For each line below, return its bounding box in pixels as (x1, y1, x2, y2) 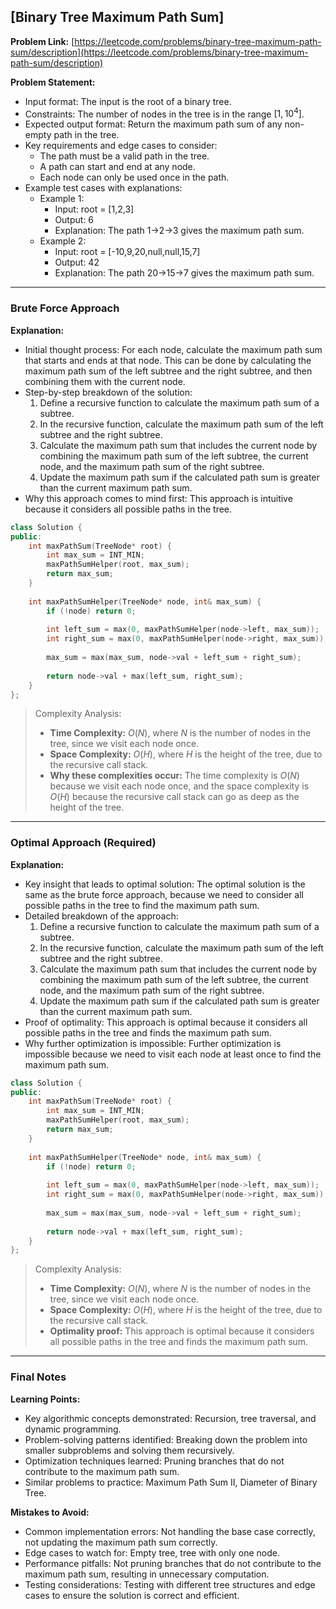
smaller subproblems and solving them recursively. (24, 1444, 235, 1456)
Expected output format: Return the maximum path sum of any (24, 118, 283, 130)
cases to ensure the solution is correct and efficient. (24, 1589, 240, 1601)
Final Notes (10, 1370, 67, 1384)
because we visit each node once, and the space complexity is (49, 780, 310, 792)
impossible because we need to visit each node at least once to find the (24, 1048, 322, 1060)
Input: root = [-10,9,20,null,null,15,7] (54, 246, 201, 258)
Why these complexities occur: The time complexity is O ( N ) (49, 770, 300, 782)
